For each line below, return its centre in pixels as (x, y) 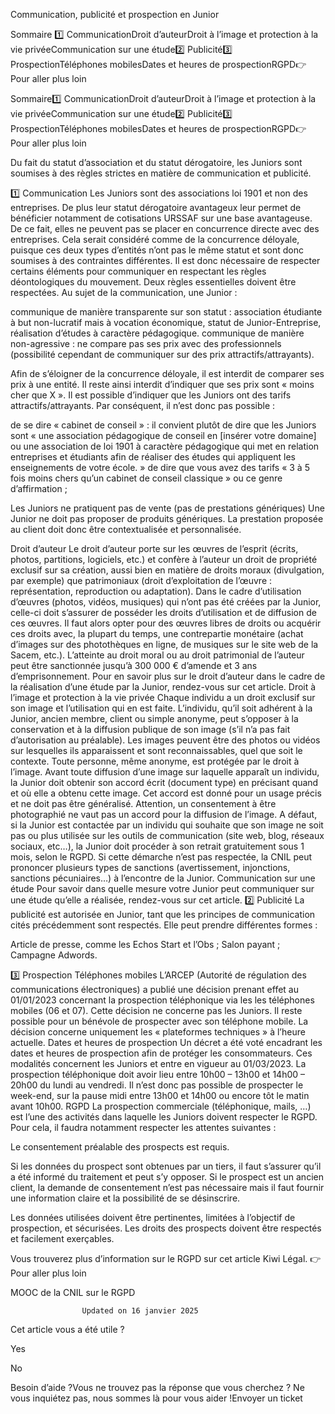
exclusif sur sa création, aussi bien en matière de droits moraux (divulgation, (167, 570)
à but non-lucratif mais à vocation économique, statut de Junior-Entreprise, (166, 322)
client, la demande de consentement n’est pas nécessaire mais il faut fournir (167, 1187)
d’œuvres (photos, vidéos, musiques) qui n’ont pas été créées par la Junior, (166, 602)
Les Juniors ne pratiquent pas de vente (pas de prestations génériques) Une (167, 508)
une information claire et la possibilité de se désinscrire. (125, 1198)
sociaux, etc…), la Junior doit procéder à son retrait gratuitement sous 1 (157, 846)
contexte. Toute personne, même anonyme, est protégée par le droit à (155, 761)
